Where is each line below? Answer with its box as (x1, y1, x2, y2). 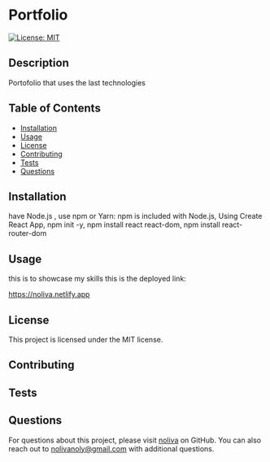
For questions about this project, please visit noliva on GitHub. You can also (8, 435, 262, 445)
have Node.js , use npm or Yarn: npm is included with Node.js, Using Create (8, 211, 263, 221)
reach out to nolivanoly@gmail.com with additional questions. (8, 443, 215, 453)
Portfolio (8, 6, 68, 24)
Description (8, 56, 69, 70)
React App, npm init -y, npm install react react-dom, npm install (8, 220, 221, 229)
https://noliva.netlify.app (8, 290, 90, 299)
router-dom (8, 229, 47, 238)
